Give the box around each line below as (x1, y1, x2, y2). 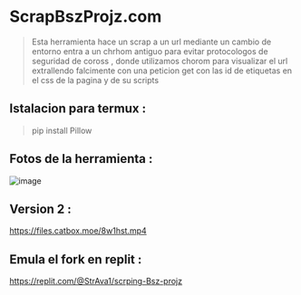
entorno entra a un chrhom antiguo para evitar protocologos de (31, 45, 269, 56)
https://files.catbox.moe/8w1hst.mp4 (9, 225, 147, 236)
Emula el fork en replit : (9, 252, 142, 267)
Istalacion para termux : (9, 101, 147, 117)
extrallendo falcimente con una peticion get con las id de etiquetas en (31, 65, 293, 76)
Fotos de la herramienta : (9, 151, 153, 167)
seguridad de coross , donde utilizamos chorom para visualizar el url (31, 55, 288, 66)
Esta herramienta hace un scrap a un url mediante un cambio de (31, 36, 272, 47)
